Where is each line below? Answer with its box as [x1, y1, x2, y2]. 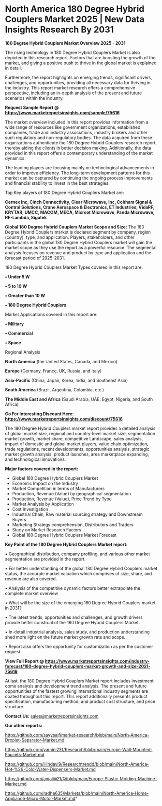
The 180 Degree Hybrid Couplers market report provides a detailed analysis [5, 425, 156, 431]
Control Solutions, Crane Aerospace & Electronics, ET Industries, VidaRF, [5, 204, 155, 210]
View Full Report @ [5, 658, 44, 664]
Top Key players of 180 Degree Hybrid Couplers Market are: [5, 190, 124, 195]
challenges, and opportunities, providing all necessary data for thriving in [5, 79, 151, 86]
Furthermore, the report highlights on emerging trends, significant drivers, [5, 74, 152, 80]
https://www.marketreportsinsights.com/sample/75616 [5, 109, 120, 115]
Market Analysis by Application [12, 501, 74, 507]
